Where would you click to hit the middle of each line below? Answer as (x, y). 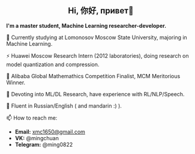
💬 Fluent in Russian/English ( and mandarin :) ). (64, 106)
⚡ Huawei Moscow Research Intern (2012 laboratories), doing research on (97, 55)
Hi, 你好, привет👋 (101, 11)
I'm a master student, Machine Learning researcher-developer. (86, 25)
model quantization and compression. (53, 64)
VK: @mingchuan (37, 138)
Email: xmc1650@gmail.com (50, 132)
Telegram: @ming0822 (44, 144)
